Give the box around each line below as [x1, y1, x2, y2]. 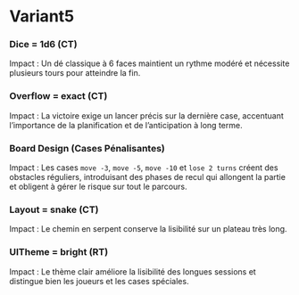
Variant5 [9, 6, 74, 27]
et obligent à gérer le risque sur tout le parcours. [9, 181, 187, 193]
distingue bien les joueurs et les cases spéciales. [9, 275, 189, 286]
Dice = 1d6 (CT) [9, 38, 78, 51]
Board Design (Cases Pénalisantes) [9, 142, 165, 154]
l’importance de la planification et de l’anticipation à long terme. [9, 119, 243, 130]
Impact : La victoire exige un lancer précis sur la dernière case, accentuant [9, 110, 284, 121]
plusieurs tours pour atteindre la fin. [9, 68, 141, 78]
